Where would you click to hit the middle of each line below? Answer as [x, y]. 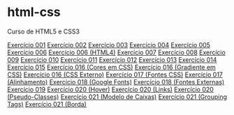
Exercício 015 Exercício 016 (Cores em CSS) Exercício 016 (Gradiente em [112, 67]
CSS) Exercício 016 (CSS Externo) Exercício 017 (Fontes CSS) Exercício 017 [115, 75]
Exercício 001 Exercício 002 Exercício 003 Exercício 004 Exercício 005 [109, 45]
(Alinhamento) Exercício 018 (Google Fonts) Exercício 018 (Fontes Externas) [116, 82]
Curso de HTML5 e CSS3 [44, 31]
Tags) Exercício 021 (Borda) [47, 104]
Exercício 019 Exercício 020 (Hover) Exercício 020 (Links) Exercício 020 [111, 89]
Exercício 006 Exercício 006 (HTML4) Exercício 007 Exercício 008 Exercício [116, 52]
